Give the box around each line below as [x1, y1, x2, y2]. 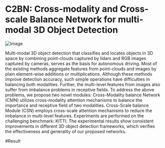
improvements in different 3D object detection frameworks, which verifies [5, 123, 156, 129]
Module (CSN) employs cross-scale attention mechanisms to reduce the [5, 107, 152, 114]
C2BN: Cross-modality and [5, 3, 118, 15]
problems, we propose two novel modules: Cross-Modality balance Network [5, 92, 161, 98]
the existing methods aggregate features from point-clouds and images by [5, 65, 157, 72]
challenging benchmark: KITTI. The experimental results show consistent [5, 118, 154, 124]
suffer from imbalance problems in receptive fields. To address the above [5, 87, 155, 92]
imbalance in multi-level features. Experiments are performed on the [5, 113, 144, 118]
